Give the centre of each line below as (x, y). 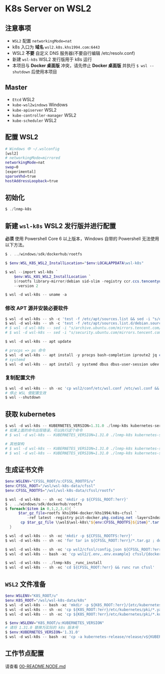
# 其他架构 (15, 444)
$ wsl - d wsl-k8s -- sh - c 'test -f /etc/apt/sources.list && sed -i (78, 319)
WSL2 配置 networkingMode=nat (42, 41)
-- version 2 (26, 286)
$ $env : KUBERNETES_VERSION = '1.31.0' (42, 633)
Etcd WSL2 (23, 99)
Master (16, 88)
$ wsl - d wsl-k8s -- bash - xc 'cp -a (44, 637)
